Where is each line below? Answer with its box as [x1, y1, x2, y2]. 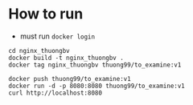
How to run [8, 5, 84, 23]
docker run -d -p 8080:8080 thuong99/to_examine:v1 [8, 82, 185, 90]
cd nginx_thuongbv [8, 46, 70, 55]
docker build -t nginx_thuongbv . [8, 54, 125, 62]
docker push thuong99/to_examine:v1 [8, 75, 131, 83]
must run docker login [19, 31, 95, 41]
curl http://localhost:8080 [8, 89, 103, 97]
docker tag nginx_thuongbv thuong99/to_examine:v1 [8, 61, 182, 69]
